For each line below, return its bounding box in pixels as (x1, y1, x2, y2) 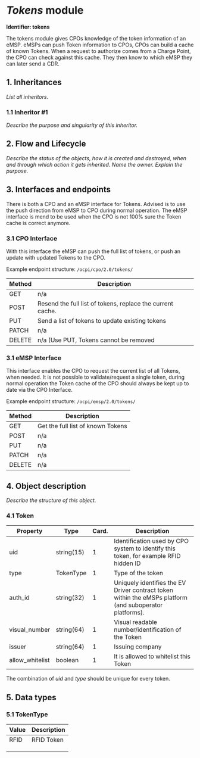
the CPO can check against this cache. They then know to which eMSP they (6, 54, 193, 61)
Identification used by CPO (114, 537, 189, 545)
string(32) (55, 594, 85, 602)
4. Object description (6, 481, 86, 491)
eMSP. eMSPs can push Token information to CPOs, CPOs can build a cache (6, 41, 194, 48)
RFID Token (32, 736, 64, 744)
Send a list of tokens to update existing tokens (37, 316, 167, 325)
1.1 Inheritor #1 (6, 108, 48, 116)
